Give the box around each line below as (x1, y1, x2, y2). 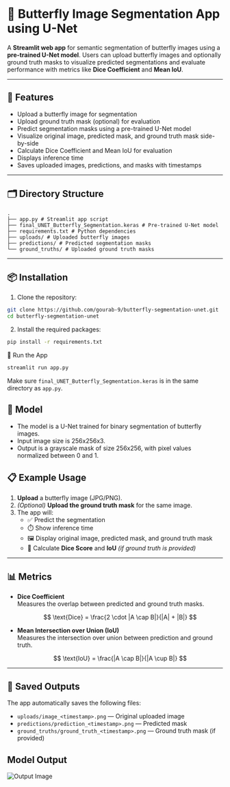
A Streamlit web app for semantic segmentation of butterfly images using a (7, 43, 220, 51)
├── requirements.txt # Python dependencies (7, 228, 136, 235)
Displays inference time (16, 154, 84, 162)
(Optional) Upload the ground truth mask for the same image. (16, 501, 193, 509)
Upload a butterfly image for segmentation (16, 110, 138, 118)
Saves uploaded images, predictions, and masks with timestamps (16, 161, 202, 169)
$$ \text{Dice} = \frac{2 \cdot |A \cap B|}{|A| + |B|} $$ (43, 613, 197, 622)
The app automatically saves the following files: (7, 699, 142, 707)
